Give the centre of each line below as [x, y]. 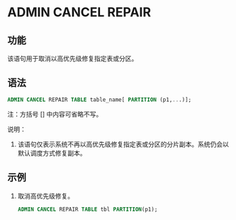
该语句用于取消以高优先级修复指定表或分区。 [73, 58]
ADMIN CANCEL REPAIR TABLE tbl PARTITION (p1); [88, 209]
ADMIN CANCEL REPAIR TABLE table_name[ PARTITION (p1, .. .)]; [100, 100]
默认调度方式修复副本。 [52, 153]
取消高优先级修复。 [46, 196]
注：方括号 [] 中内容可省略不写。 [55, 114]
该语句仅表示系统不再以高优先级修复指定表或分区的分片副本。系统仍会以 [123, 144]
